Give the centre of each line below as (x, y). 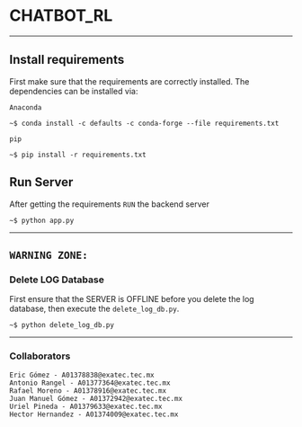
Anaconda (26, 107)
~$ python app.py (42, 220)
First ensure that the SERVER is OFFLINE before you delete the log (132, 299)
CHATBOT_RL (61, 16)
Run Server (41, 182)
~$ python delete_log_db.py (62, 325)
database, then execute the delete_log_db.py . (94, 309)
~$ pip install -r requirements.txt (78, 155)
